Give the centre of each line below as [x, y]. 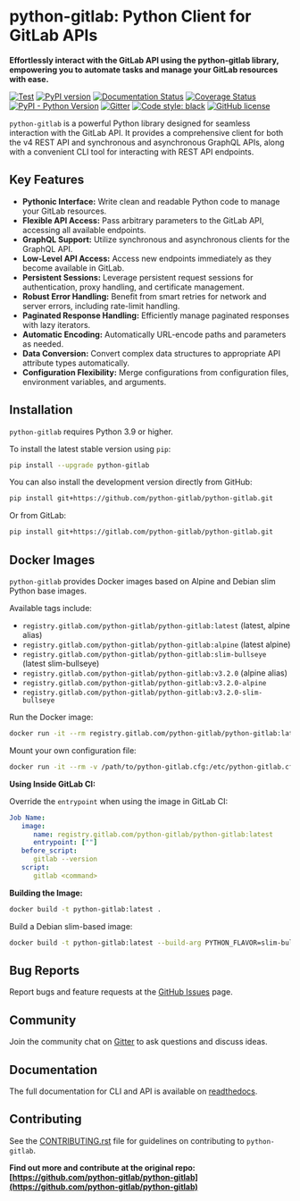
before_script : [49, 851]
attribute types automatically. [75, 363]
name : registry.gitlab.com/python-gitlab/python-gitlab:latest [153, 834]
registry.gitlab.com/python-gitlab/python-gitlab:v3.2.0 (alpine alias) [155, 673]
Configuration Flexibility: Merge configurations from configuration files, [155, 372]
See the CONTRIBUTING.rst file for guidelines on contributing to [127, 1140]
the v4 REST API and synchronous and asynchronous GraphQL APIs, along [147, 142]
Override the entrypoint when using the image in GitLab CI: [119, 801]
